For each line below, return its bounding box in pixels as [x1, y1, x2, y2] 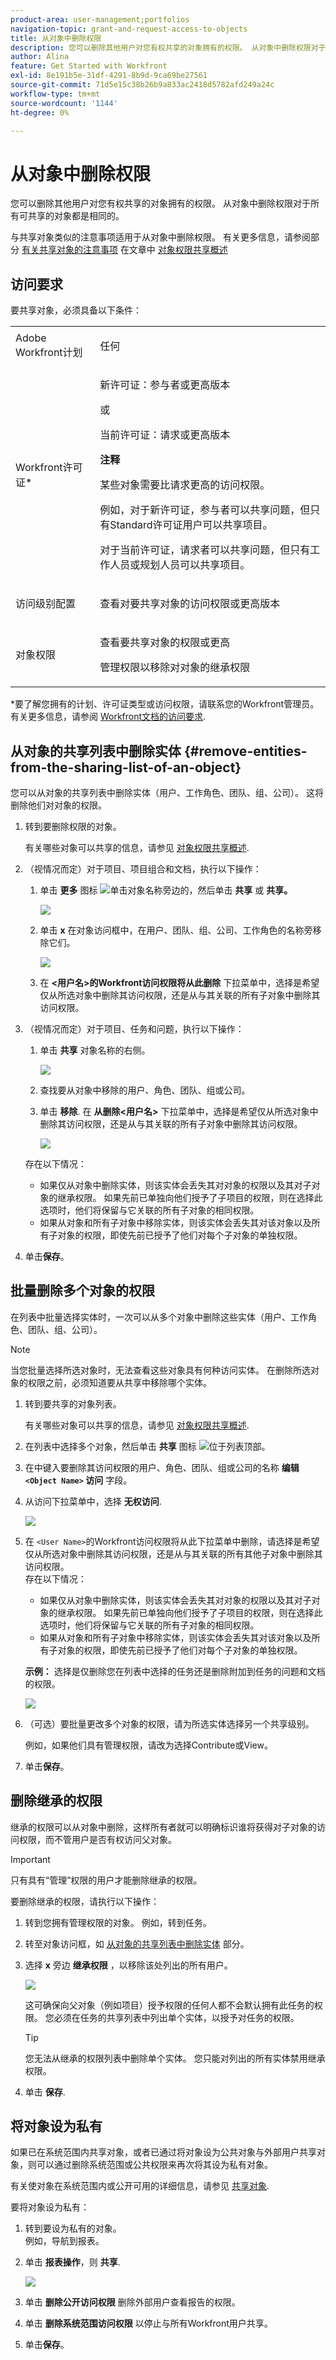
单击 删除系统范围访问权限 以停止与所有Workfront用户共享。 [24, 2317, 273, 2330]
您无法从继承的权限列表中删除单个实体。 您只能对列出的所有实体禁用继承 [24, 2052, 326, 2064]
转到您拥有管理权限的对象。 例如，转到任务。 [24, 1916, 212, 1928]
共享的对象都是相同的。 [27, 210, 125, 222]
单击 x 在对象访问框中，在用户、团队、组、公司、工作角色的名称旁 [39, 924, 313, 936]
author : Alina [10, 52, 70, 62]
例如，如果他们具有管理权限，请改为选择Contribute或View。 [24, 1739, 273, 1751]
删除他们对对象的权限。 [10, 799, 107, 811]
